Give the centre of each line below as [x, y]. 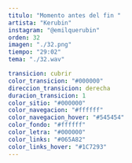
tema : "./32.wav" [37, 60]
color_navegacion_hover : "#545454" [66, 118]
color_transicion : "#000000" [56, 81]
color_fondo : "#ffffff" [47, 125]
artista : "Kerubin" [40, 23]
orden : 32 [24, 37]
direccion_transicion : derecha [59, 88]
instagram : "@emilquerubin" [54, 30]
